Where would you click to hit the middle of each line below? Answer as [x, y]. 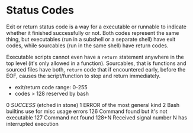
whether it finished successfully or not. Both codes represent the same [93, 33]
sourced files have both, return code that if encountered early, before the [96, 69]
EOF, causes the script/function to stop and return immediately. [83, 76]
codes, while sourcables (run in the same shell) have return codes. [87, 46]
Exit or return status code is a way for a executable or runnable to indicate [96, 27]
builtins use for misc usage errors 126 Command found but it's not [87, 111]
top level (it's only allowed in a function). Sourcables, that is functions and [96, 63]
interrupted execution [33, 124]
